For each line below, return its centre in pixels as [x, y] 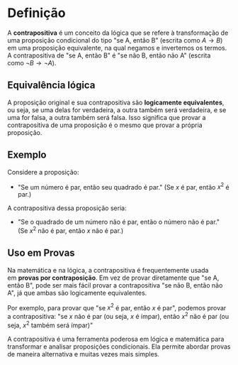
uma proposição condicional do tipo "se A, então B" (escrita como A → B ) [115, 40]
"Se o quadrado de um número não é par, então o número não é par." [118, 222]
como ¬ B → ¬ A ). [32, 62]
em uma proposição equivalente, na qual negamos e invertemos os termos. [117, 48]
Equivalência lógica [51, 86]
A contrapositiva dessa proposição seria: [67, 208]
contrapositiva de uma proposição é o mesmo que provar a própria [105, 125]
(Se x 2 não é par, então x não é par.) [70, 230]
